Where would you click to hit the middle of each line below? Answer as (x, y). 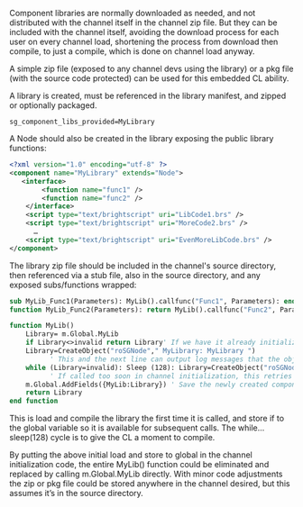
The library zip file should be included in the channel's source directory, (143, 266)
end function (34, 401)
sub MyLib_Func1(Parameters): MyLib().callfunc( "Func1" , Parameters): (145, 301)
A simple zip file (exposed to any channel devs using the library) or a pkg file (151, 68)
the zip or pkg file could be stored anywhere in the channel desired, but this (150, 484)
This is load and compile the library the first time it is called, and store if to (147, 419)
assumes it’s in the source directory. (77, 493)
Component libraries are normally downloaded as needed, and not (133, 13)
